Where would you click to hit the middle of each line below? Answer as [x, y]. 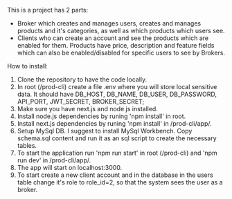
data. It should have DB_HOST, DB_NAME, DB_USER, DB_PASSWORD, [117, 94]
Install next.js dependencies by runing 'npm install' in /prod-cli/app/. [115, 123]
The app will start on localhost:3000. [70, 168]
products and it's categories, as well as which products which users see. [121, 31]
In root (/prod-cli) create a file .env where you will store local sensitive [117, 87]
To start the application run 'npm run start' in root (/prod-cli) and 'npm [117, 153]
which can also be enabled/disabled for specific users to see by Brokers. [121, 53]
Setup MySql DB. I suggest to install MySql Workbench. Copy [105, 131]
